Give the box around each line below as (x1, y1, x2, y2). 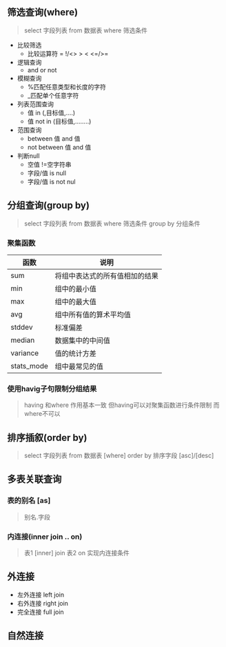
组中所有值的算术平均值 (54, 310, 131, 319)
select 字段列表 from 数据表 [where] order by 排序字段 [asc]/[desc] (23, 451, 214, 460)
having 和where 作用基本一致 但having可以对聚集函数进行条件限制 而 (23, 401, 220, 409)
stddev (10, 322, 33, 332)
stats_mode (10, 361, 48, 370)
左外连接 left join (17, 590, 64, 599)
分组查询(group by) (7, 199, 90, 212)
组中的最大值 (54, 297, 96, 306)
